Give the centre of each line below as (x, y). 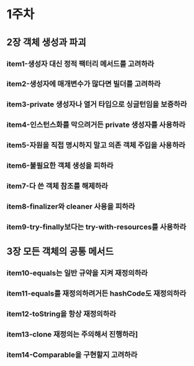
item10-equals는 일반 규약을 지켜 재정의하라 (77, 273)
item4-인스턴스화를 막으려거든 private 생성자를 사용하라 (96, 125)
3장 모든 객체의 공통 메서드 (60, 252)
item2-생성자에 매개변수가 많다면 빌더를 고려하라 (84, 84)
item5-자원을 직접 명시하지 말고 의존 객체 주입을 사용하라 (96, 145)
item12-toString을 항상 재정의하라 (61, 314)
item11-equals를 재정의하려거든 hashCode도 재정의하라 (96, 294)
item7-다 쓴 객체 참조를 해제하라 (57, 186)
